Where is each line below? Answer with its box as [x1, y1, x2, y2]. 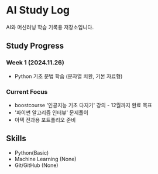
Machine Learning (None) [14, 155, 77, 162]
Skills [6, 134, 26, 144]
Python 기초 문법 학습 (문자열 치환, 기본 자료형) [14, 73, 123, 80]
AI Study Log [6, 4, 70, 17]
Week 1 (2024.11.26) [6, 59, 64, 67]
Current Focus [6, 87, 48, 95]
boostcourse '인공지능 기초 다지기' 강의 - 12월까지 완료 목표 [14, 101, 152, 108]
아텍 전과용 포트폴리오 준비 [14, 116, 76, 123]
